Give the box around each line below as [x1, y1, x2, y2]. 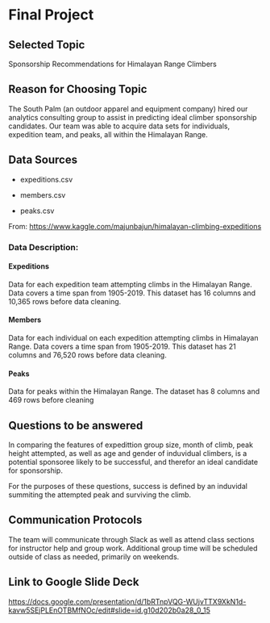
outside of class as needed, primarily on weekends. [8, 551, 180, 562]
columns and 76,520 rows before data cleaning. [8, 349, 167, 360]
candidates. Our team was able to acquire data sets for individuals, [8, 121, 231, 131]
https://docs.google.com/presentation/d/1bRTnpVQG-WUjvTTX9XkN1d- [8, 596, 247, 606]
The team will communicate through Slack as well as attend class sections [8, 534, 255, 544]
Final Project [8, 6, 94, 24]
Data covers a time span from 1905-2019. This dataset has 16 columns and [8, 288, 256, 298]
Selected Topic [8, 38, 85, 52]
